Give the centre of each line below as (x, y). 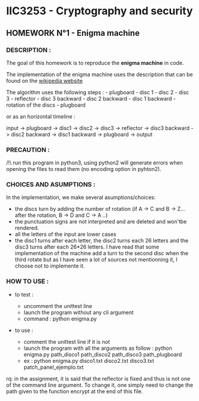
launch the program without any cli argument (78, 312)
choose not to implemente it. (50, 266)
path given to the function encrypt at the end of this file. (75, 391)
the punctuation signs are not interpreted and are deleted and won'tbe (101, 222)
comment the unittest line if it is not (67, 341)
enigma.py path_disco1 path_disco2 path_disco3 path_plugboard (103, 354)
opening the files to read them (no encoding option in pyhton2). (84, 169)
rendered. (27, 228)
